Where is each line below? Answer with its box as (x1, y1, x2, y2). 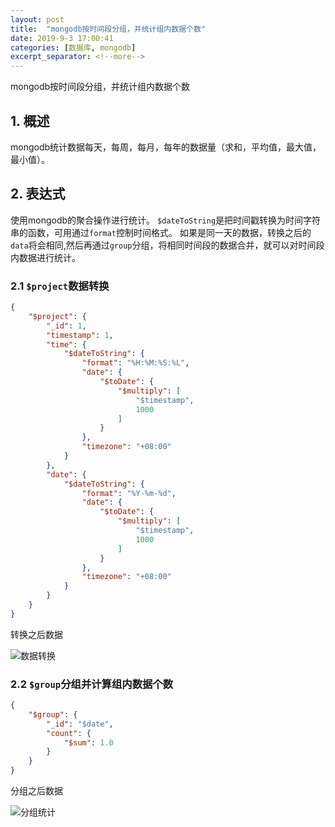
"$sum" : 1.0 (63, 737, 114, 748)
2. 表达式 (10, 186, 66, 203)
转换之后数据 (10, 628, 63, 640)
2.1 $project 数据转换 (10, 279, 110, 293)
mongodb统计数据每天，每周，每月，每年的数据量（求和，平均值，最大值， (10, 141, 322, 153)
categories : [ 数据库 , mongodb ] (10, 42, 137, 53)
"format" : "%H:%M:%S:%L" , (81, 358, 190, 368)
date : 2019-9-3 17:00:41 (10, 33, 114, 43)
